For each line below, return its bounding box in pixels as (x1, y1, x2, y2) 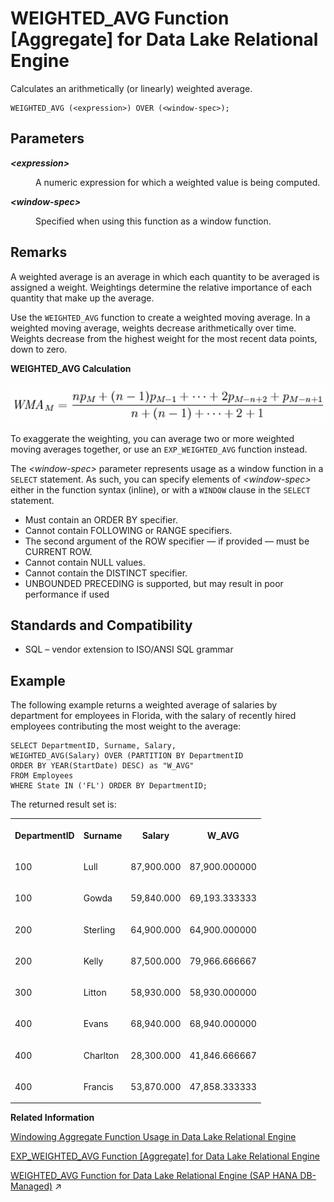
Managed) (10, 1180, 53, 1192)
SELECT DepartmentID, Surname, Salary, (10, 741, 177, 751)
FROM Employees (10, 771, 74, 781)
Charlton (83, 1049, 120, 1061)
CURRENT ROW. (24, 545, 93, 557)
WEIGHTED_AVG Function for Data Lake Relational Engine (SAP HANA (10, 1170, 298, 1182)
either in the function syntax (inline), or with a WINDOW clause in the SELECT (10, 483, 311, 496)
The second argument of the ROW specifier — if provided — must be (24, 535, 310, 547)
